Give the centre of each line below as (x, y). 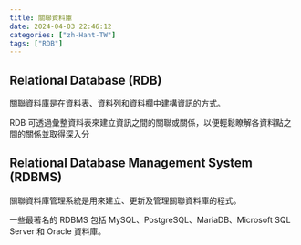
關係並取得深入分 (57, 134)
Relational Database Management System (131, 163)
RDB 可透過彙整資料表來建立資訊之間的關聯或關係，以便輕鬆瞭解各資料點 (147, 123)
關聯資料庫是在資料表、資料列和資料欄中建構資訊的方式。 (117, 103)
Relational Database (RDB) (86, 80)
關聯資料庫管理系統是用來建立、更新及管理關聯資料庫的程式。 (125, 200)
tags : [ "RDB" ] (36, 43)
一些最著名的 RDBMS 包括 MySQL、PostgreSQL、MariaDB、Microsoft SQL (150, 219)
